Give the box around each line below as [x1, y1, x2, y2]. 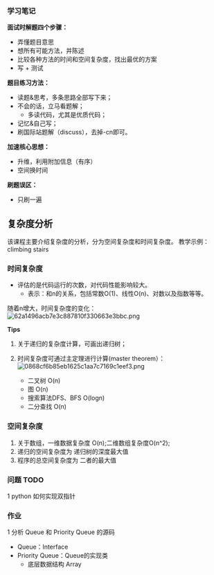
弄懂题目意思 [17, 38, 54, 46]
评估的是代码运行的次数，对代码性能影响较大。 [17, 281, 151, 289]
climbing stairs [7, 245, 49, 254]
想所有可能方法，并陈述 [17, 46, 84, 55]
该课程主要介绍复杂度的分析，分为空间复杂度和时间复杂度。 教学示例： [7, 238, 209, 246]
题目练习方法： [7, 78, 50, 87]
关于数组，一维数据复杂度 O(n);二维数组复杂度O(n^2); [17, 439, 170, 447]
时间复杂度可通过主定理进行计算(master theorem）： [17, 355, 166, 363]
